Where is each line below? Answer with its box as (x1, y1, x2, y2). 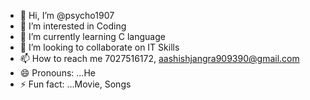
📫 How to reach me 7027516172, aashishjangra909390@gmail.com (19, 53, 300, 64)
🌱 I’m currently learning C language (19, 31, 166, 42)
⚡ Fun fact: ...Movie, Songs (19, 78, 132, 90)
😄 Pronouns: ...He (19, 67, 96, 79)
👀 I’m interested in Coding (19, 20, 127, 32)
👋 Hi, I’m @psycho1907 (19, 10, 115, 21)
